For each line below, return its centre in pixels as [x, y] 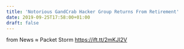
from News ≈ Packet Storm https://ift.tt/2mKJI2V [67, 40]
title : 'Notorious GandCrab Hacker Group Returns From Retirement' [93, 12]
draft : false [23, 23]
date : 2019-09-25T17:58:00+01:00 [48, 17]
